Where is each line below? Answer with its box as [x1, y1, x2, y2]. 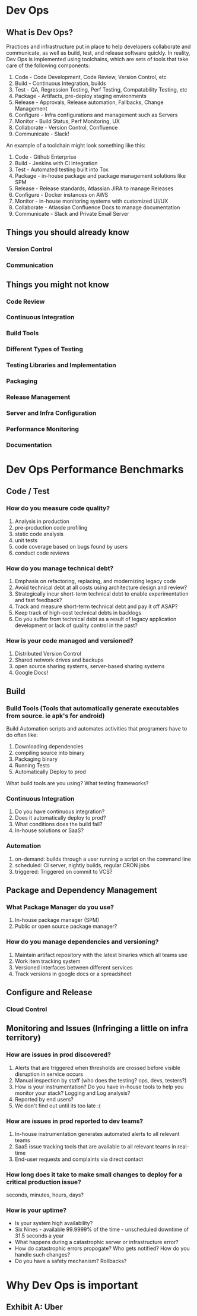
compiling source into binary [14, 750, 85, 756]
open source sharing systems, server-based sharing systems [14, 663, 165, 670]
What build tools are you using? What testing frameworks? [6, 780, 149, 786]
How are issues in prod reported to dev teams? [6, 1117, 144, 1125]
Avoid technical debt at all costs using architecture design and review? [14, 584, 188, 591]
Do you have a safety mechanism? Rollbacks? [14, 1258, 127, 1265]
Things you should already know [6, 227, 129, 238]
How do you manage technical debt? [6, 564, 114, 572]
